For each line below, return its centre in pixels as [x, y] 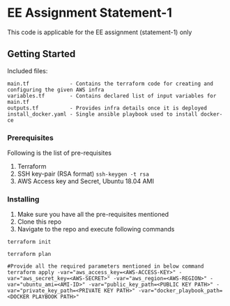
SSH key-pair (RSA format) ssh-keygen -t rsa [83, 174]
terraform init [29, 242]
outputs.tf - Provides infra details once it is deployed [107, 108]
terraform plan [29, 254]
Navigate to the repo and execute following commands [96, 229]
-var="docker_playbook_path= [181, 291]
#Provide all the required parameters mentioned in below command [106, 266]
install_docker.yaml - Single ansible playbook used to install [102, 114]
